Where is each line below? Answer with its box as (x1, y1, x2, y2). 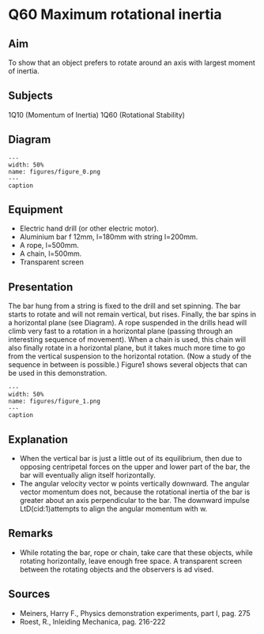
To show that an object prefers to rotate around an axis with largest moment (8, 58, 255, 67)
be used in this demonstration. (8, 369, 107, 378)
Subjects (8, 89, 53, 103)
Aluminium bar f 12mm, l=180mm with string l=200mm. (19, 232, 198, 242)
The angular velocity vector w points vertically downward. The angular (19, 479, 250, 489)
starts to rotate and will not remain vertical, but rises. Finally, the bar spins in (8, 309, 257, 319)
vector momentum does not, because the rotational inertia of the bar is (19, 487, 251, 497)
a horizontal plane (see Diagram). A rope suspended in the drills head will (8, 318, 247, 328)
